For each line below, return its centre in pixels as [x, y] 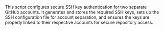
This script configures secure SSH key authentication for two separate [76, 7]
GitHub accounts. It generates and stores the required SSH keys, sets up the [82, 12]
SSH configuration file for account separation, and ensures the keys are [77, 17]
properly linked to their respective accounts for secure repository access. [79, 22]
